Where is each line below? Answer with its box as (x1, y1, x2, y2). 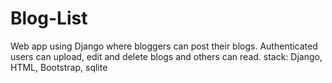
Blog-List (10, 7, 88, 30)
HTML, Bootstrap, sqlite (10, 61, 108, 73)
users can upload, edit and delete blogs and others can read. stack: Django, (10, 50, 323, 62)
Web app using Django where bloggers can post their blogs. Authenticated (10, 40, 318, 52)
